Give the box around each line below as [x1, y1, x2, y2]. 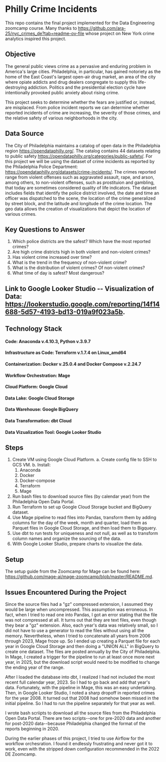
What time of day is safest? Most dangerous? [12, 270, 105, 276]
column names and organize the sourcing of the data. [12, 535, 122, 541]
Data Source [5, 129, 44, 138]
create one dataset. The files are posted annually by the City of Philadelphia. [5, 648, 161, 654]
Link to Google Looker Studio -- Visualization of [5, 284, 154, 293]
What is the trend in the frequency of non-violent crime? [12, 259, 127, 266]
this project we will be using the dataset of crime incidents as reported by [5, 158, 155, 164]
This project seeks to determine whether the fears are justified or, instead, [5, 99, 156, 105]
